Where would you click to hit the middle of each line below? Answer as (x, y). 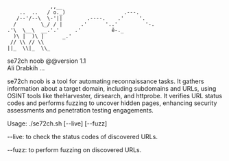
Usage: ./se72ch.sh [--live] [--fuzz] (57, 123)
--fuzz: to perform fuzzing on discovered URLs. (74, 150)
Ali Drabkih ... (26, 68)
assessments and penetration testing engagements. (81, 110)
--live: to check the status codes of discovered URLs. (82, 137)
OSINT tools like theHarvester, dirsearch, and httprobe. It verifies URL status (115, 96)
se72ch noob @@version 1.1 (47, 61)
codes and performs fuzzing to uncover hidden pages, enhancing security (112, 103)
